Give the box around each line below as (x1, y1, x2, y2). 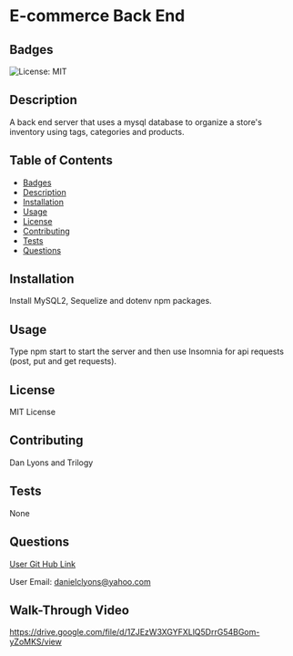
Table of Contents (9, 152, 114, 169)
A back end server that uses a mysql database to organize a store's (9, 116, 262, 128)
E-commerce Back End (9, 5, 186, 26)
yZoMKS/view (9, 636, 62, 648)
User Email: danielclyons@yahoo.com (9, 576, 152, 587)
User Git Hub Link (9, 558, 76, 569)
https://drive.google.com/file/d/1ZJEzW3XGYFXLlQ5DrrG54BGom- (9, 627, 260, 638)
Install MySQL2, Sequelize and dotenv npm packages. (9, 296, 212, 307)
